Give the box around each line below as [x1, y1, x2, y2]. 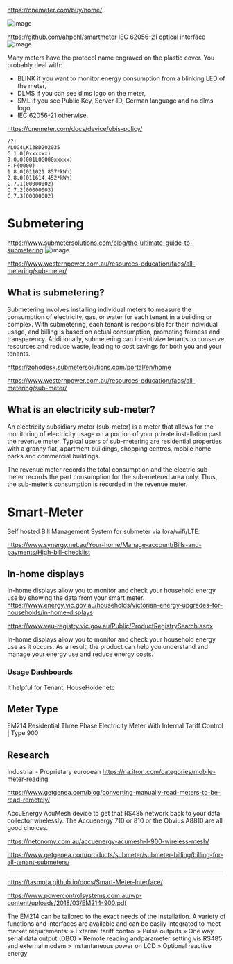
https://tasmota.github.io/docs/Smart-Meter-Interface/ [7, 878, 163, 886]
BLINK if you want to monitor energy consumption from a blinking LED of [17, 74, 225, 83]
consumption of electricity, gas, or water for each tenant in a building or [7, 312, 213, 321]
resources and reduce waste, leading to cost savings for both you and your [7, 342, 222, 350]
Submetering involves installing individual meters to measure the [7, 305, 192, 313]
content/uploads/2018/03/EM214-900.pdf [7, 899, 127, 907]
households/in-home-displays [7, 608, 94, 617]
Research [7, 749, 50, 761]
